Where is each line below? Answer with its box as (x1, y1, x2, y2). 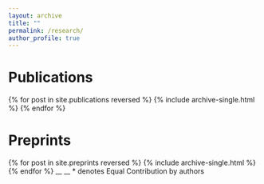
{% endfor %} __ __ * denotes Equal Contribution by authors (8, 166, 205, 176)
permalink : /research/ (8, 26, 84, 34)
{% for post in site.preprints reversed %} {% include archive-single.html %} (8, 158, 257, 168)
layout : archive (8, 11, 62, 20)
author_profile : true (8, 34, 81, 42)
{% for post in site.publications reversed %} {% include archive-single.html (8, 95, 255, 105)
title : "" (8, 19, 41, 27)
